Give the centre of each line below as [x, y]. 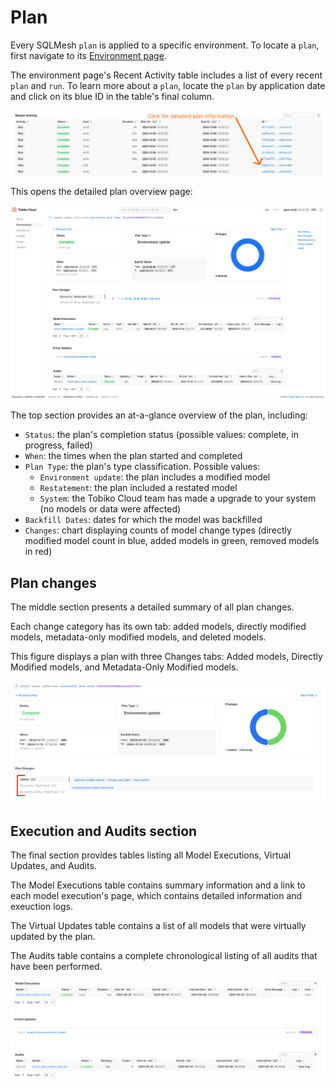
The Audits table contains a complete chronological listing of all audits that [164, 956]
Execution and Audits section [104, 831]
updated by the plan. [53, 937]
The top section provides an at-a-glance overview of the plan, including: [159, 415]
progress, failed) [58, 445]
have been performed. [56, 967]
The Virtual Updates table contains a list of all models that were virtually [158, 926]
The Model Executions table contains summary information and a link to [158, 885]
